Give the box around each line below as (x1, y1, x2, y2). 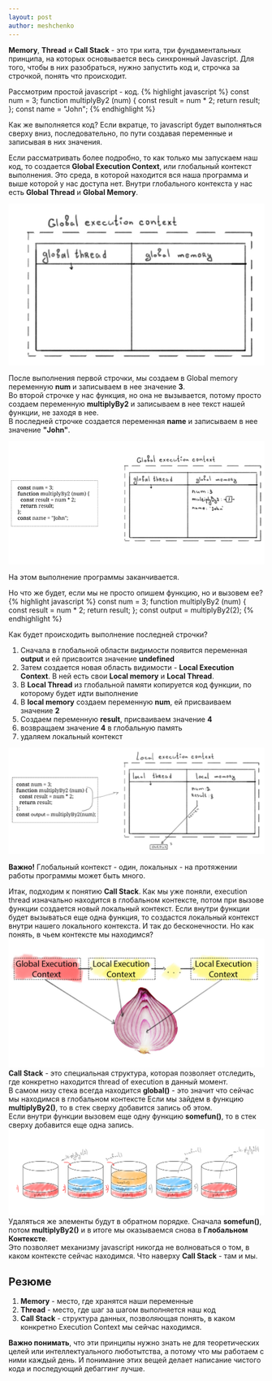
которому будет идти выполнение (19, 689, 139, 699)
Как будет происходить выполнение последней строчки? (8, 630, 209, 639)
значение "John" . (8, 425, 71, 435)
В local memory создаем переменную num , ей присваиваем (19, 697, 231, 707)
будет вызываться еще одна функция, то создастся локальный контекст (8, 912, 260, 922)
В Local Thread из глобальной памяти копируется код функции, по (19, 680, 252, 690)
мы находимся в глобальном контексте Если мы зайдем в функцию (8, 1094, 244, 1104)
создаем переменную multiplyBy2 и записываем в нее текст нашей (8, 399, 245, 409)
